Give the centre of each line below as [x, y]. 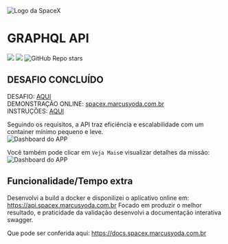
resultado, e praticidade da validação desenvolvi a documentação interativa [114, 212]
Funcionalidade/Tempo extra [70, 181]
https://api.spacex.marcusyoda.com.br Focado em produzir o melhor [105, 205]
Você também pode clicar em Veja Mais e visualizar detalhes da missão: [109, 152]
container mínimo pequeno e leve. [55, 131]
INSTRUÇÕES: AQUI [36, 111]
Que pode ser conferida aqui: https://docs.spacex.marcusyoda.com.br [107, 233]
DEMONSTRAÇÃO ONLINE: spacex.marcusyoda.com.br [86, 104]
